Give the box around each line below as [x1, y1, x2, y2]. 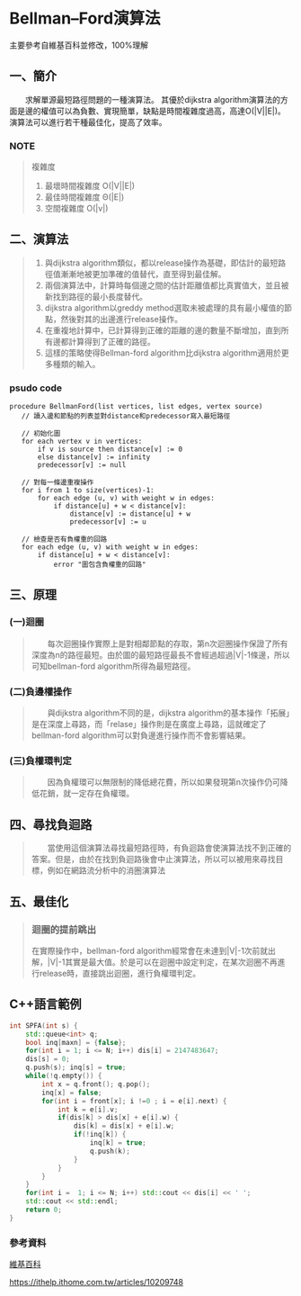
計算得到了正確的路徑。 [68, 336, 155, 346]
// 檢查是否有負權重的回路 [21, 535, 108, 544]
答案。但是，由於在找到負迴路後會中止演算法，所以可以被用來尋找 [31, 854, 276, 865]
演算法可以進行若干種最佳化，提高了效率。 [9, 116, 167, 127]
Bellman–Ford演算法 [9, 8, 161, 29]
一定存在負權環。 [70, 788, 135, 799]
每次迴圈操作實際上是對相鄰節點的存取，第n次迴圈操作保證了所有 [47, 638, 289, 649]
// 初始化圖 [21, 429, 61, 438]
